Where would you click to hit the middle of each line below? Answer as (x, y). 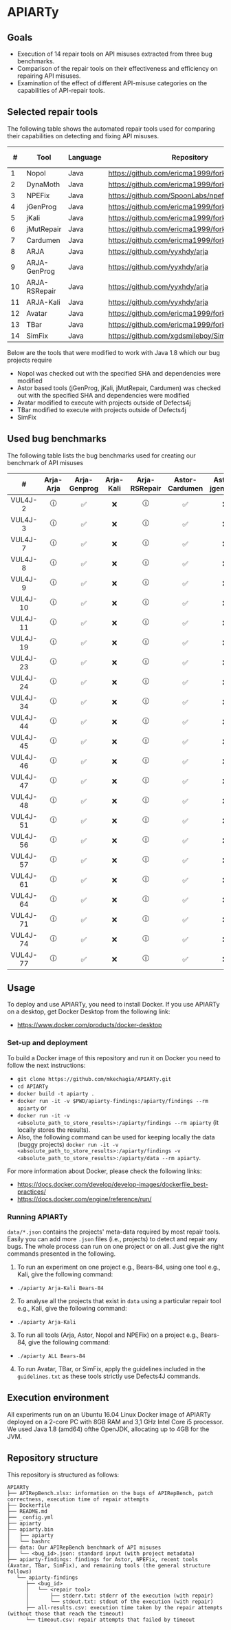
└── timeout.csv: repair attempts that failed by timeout (110, 1620)
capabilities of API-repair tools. (61, 90)
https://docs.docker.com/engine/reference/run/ (84, 1199)
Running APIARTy (37, 1216)
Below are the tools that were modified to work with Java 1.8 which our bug (113, 352)
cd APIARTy (33, 1086)
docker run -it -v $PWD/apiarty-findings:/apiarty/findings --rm (112, 1101)
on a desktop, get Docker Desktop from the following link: (89, 1011)
